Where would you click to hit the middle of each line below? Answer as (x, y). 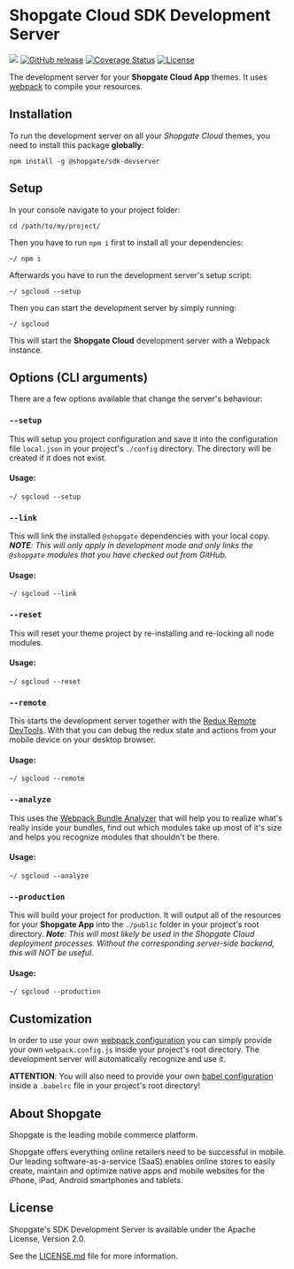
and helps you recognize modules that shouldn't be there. (114, 837)
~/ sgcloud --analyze (49, 876)
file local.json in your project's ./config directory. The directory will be (140, 448)
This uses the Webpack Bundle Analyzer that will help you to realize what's (146, 818)
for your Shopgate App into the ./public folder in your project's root (134, 925)
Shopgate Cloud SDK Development (140, 15)
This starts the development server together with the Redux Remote (133, 721)
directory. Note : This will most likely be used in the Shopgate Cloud (132, 934)
